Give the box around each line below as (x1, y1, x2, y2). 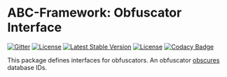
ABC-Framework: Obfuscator (7, 5, 182, 21)
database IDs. (7, 63, 48, 71)
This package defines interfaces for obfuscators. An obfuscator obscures (7, 55, 220, 64)
